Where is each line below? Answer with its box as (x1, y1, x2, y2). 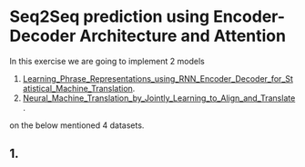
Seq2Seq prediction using (9, 6, 210, 27)
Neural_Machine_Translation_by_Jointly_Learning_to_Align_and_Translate (22, 93, 296, 103)
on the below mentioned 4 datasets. (9, 120, 145, 131)
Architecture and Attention (78, 25, 287, 46)
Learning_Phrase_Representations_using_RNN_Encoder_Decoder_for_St (22, 73, 294, 83)
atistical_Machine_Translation (22, 83, 134, 93)
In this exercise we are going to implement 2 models (9, 55, 205, 66)
